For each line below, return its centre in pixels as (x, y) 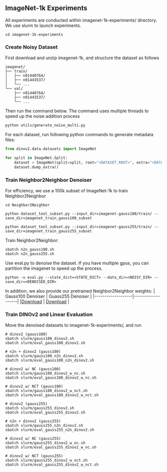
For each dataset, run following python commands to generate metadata (79, 135)
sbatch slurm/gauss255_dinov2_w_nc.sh (45, 443)
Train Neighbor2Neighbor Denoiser (48, 180)
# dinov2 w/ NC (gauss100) (33, 369)
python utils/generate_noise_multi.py (45, 125)
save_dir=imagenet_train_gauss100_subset (49, 218)
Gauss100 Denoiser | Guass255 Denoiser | (48, 296)
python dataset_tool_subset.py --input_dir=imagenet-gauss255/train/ (79, 227)
